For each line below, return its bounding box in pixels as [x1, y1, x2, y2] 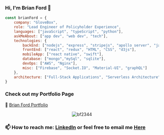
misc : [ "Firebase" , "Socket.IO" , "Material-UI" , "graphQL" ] [22, 66, 147, 70]
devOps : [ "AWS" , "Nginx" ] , [22, 61, 78, 66]
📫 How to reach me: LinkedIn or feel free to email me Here [5, 124, 145, 131]
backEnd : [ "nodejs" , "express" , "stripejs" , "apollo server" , [22, 43, 152, 48]
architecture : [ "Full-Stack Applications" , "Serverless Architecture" [14, 74, 161, 80]
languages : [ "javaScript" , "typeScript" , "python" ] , [14, 29, 123, 34]
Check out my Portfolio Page [5, 90, 74, 97]
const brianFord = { [5, 16, 47, 21]
